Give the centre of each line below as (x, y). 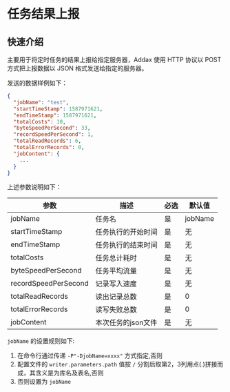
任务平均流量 (116, 271)
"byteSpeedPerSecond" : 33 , (52, 128)
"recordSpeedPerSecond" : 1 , (54, 135)
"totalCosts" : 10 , (40, 121)
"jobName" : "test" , (41, 102)
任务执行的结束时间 (126, 245)
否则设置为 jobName (44, 382)
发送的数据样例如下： (37, 83)
